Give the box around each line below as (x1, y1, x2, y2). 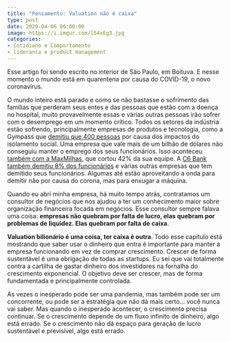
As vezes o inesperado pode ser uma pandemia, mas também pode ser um (7, 289, 221, 298)
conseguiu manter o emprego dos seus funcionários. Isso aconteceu (7, 146, 203, 155)
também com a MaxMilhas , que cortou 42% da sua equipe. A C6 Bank (7, 154, 207, 162)
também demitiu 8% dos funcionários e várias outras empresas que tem (7, 162, 212, 170)
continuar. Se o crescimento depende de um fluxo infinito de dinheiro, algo (7, 312, 219, 320)
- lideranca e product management (7, 49, 107, 56)
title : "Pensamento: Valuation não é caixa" (7, 10, 137, 17)
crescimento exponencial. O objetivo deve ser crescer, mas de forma (7, 269, 203, 277)
